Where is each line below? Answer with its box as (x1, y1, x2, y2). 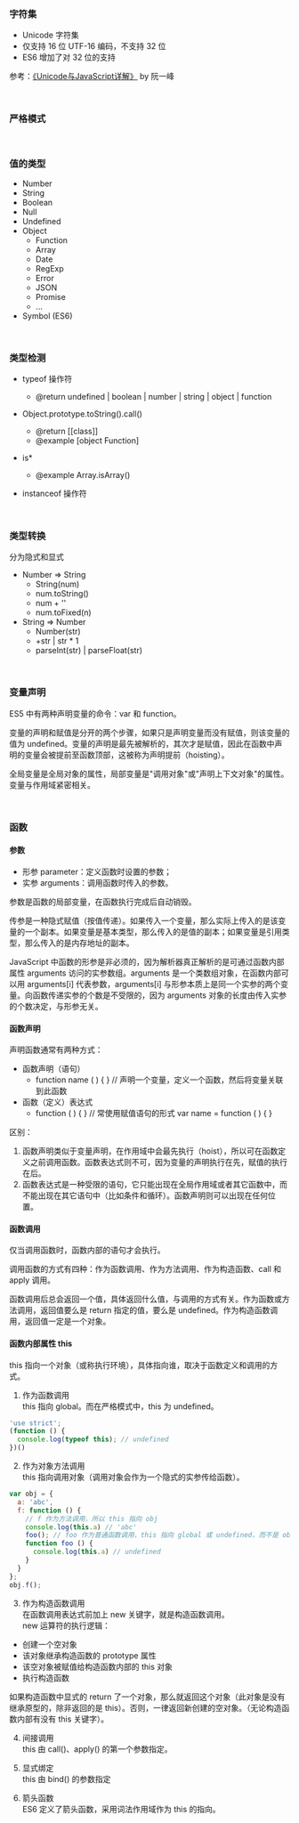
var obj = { (9, 1489, 53, 1499)
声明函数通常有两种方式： (9, 1044, 103, 1056)
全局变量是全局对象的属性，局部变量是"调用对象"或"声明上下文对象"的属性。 (9, 768, 289, 779)
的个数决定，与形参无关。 (9, 1001, 103, 1011)
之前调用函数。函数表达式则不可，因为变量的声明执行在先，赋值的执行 (29, 1157, 287, 1168)
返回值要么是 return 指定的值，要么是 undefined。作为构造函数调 (39, 1305, 279, 1316)
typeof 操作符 (21, 374, 73, 385)
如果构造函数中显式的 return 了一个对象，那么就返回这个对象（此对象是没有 (9, 1691, 286, 1702)
